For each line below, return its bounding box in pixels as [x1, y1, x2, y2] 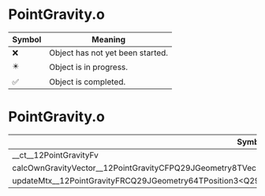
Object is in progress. [48, 61, 129, 72]
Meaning [91, 34, 126, 45]
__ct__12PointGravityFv [12, 150, 99, 161]
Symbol [12, 34, 42, 45]
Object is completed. [48, 76, 126, 87]
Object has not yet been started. [48, 47, 168, 58]
